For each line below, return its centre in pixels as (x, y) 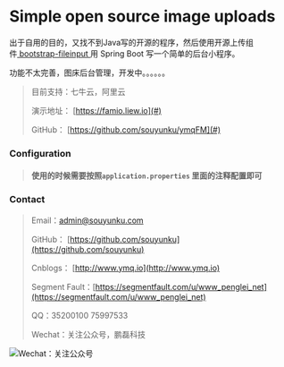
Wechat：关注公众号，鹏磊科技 (88, 334)
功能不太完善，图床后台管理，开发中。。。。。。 (89, 73)
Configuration (40, 153)
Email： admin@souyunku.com (88, 220)
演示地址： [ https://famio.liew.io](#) (96, 110)
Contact (27, 200)
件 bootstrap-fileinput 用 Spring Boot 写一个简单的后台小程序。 (125, 53)
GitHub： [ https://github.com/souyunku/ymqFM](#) (126, 129)
